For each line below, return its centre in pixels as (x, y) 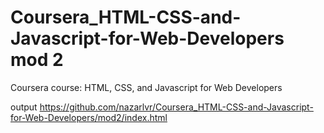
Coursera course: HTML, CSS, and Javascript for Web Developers (146, 87)
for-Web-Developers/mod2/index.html (89, 117)
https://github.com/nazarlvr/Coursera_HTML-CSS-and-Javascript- (176, 107)
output (24, 107)
